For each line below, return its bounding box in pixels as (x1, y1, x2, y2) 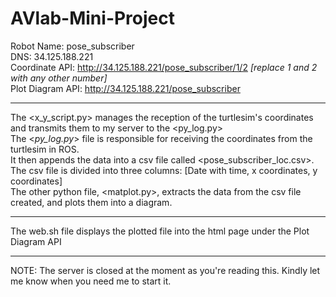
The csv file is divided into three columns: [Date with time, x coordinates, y (10, 164, 318, 176)
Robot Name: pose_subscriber (10, 40, 135, 52)
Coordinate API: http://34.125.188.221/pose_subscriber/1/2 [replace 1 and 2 (10, 61, 318, 73)
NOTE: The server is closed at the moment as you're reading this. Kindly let (10, 264, 321, 276)
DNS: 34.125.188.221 (10, 50, 94, 62)
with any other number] (10, 72, 108, 84)
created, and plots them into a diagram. (10, 196, 173, 208)
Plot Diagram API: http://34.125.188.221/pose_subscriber (10, 82, 241, 94)
